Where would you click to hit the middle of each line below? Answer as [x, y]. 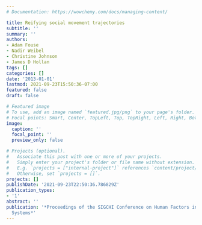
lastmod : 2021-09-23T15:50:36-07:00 [52, 84]
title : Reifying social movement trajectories [66, 23]
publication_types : [31, 191]
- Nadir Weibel [25, 51]
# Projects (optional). [36, 151]
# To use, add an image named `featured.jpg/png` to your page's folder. [101, 112]
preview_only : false [37, 140]
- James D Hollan [28, 62]
